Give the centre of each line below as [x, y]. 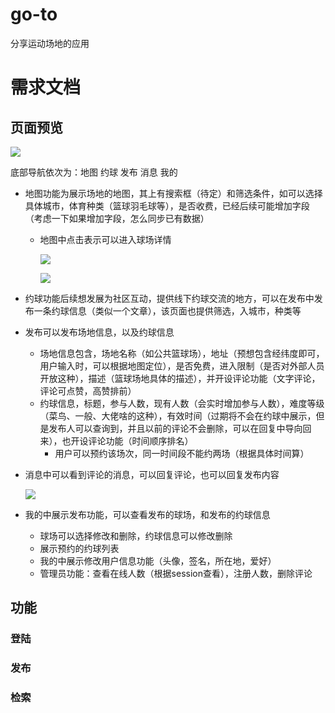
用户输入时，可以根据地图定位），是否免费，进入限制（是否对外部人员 [182, 365]
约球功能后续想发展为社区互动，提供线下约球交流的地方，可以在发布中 [169, 298]
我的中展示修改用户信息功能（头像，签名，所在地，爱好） [158, 560]
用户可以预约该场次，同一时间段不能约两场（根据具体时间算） [182, 453]
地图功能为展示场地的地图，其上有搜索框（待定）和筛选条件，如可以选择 [173, 193]
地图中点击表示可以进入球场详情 [105, 239]
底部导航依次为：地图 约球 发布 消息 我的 [94, 172]
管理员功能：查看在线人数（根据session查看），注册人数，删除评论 [176, 573]
